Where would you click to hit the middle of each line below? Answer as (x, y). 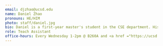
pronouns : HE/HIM (23, 18)
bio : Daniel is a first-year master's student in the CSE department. (78, 27)
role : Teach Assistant (28, 32)
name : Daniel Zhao (24, 14)
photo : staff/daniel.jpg (30, 23)
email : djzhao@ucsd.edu (29, 9)
